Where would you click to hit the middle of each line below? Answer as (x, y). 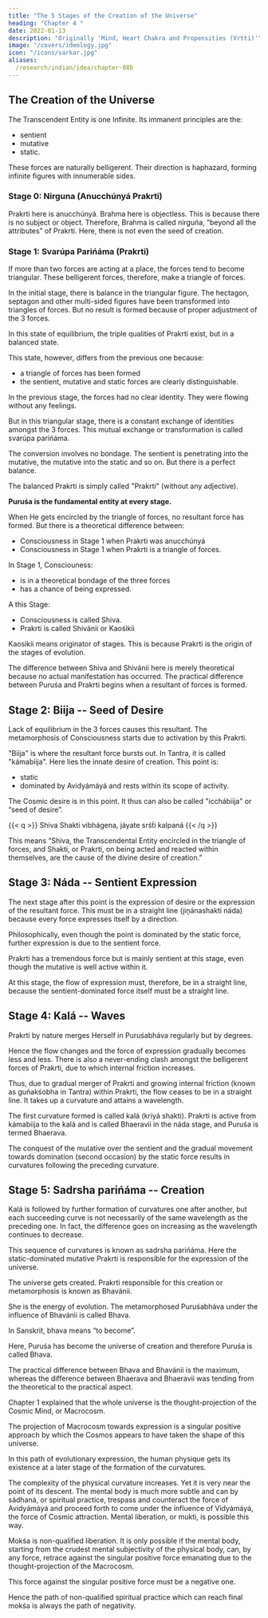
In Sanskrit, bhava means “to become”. (72, 1330)
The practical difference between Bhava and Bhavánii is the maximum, (124, 1370)
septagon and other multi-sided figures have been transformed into (119, 301)
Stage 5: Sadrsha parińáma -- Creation (106, 1190)
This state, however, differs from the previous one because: (106, 358)
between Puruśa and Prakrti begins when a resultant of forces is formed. (128, 685)
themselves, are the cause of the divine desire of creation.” (105, 857)
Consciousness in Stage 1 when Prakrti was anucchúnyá (112, 541)
